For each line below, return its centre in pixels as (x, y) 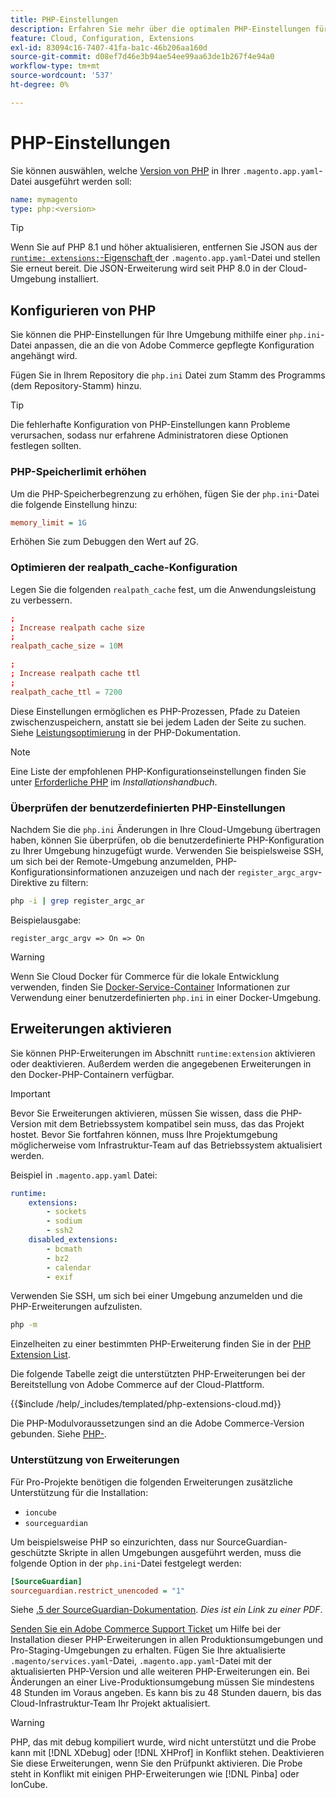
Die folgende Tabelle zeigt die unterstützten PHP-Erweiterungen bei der (158, 1374)
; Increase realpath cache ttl (75, 674)
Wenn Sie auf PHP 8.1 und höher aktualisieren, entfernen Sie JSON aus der (164, 247)
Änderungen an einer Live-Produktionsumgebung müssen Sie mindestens (162, 1682)
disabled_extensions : (73, 1240)
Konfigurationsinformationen (69, 872)
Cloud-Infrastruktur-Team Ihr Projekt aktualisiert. (110, 1703)
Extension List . (40, 1355)
